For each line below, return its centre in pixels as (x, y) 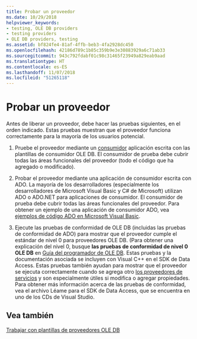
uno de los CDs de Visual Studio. (54, 297)
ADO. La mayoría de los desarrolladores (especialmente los (87, 185)
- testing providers (32, 34)
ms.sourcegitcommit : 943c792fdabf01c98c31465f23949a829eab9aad (86, 56)
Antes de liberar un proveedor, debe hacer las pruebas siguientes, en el (93, 124)
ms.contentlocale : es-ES (37, 67)
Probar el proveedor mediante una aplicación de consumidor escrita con (103, 178)
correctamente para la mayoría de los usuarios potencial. (75, 137)
